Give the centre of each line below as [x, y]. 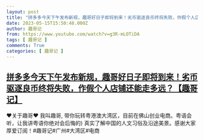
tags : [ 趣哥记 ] [27, 40]
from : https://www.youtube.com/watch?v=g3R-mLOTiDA [73, 34]
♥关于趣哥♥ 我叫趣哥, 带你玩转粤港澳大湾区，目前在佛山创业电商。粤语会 [99, 115]
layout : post [23, 12]
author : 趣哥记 [24, 29]
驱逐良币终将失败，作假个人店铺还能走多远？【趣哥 [102, 88]
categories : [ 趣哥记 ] [35, 51]
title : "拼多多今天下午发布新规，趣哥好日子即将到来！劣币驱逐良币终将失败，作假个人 [101, 17]
